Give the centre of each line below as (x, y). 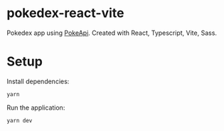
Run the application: (36, 108)
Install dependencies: (38, 81)
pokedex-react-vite (65, 13)
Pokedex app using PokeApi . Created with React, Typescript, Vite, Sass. (112, 33)
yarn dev (20, 120)
